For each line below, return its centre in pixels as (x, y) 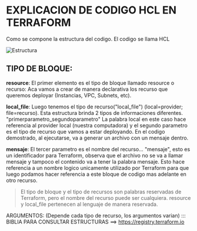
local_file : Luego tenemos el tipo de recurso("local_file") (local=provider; (95, 107)
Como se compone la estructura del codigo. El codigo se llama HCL (88, 39)
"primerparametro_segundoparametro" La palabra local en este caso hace (96, 119)
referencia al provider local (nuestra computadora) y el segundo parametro (97, 125)
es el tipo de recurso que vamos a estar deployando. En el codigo (86, 131)
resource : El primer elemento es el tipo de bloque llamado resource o (90, 83)
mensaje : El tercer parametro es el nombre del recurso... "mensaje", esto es (98, 149)
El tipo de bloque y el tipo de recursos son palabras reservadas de (101, 192)
